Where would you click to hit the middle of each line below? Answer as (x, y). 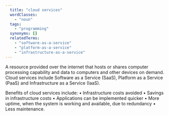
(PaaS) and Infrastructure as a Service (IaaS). (53, 83)
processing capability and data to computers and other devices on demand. (85, 72)
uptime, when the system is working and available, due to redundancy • (81, 103)
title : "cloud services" (36, 10)
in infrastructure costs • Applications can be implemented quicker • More (82, 98)
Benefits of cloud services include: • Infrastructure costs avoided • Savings (84, 93)
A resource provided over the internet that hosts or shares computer (77, 67)
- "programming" (32, 29)
